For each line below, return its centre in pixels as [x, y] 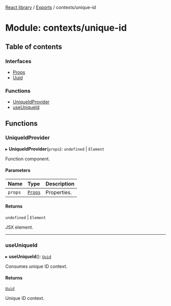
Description [60, 184]
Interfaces [18, 61]
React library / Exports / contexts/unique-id [51, 7]
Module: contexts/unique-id [66, 28]
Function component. [27, 159]
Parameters [18, 171]
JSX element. [19, 227]
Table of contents [34, 47]
